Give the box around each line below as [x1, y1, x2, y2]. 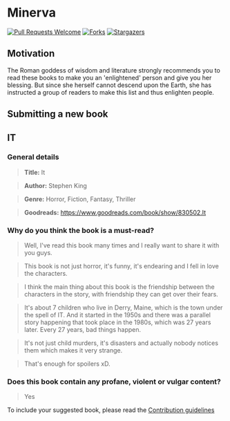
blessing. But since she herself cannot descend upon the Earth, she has [7, 81, 212, 89]
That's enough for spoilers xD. [23, 359, 111, 368]
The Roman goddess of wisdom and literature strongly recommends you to [7, 66, 221, 74]
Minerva [7, 5, 57, 21]
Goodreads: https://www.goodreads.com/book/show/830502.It [23, 208, 207, 216]
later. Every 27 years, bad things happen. [23, 326, 142, 334]
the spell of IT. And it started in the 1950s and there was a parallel [23, 311, 211, 319]
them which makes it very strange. [23, 346, 123, 355]
